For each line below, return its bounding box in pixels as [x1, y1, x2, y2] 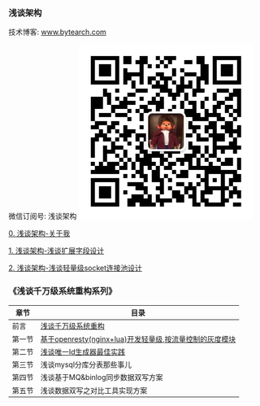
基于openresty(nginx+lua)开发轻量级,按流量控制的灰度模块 [40, 334, 236, 343]
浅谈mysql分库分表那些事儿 [40, 360, 132, 369]
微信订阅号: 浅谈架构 [8, 212, 77, 221]
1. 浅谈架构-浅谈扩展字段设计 [8, 246, 105, 255]
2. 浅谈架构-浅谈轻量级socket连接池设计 [8, 263, 142, 273]
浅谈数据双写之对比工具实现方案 [40, 385, 148, 395]
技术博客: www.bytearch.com [8, 27, 107, 37]
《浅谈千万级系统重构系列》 [8, 286, 117, 297]
